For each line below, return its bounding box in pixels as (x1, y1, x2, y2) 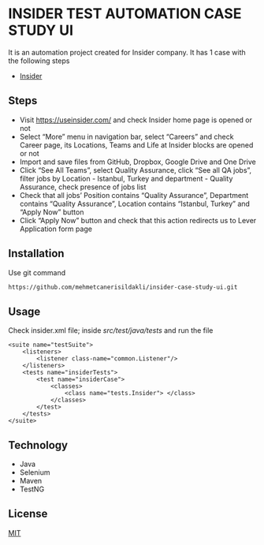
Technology (8, 439, 69, 452)
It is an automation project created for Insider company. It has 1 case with (8, 47, 246, 57)
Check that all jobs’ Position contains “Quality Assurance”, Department (19, 190, 249, 200)
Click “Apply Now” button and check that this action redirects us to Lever (19, 215, 257, 225)
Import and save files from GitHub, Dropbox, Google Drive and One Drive (19, 157, 256, 166)
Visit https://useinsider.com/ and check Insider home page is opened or (19, 115, 252, 125)
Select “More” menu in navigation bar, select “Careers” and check (19, 132, 234, 141)
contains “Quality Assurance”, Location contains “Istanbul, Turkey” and (19, 199, 251, 208)
